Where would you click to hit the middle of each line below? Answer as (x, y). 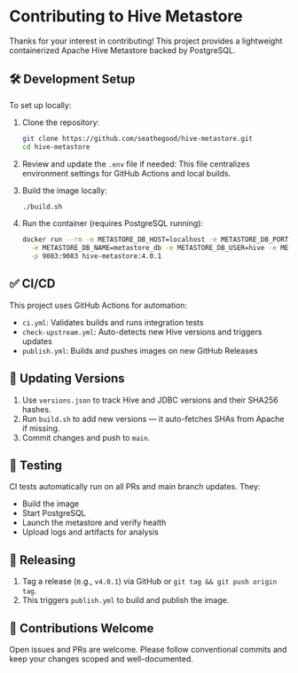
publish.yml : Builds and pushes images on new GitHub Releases (140, 350)
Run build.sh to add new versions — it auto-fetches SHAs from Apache (153, 419)
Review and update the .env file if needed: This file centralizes (136, 164)
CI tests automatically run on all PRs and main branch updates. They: (135, 487)
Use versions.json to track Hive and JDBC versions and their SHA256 (150, 400)
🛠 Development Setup (72, 79)
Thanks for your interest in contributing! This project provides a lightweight (146, 41)
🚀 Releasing (43, 560)
